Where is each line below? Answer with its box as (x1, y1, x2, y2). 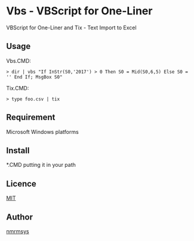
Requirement (6, 112, 56, 123)
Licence (6, 178, 37, 189)
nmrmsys (6, 228, 29, 234)
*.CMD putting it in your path (6, 161, 76, 169)
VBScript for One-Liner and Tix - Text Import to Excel (6, 24, 137, 31)
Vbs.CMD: (6, 57, 32, 64)
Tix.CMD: (6, 84, 29, 91)
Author (6, 212, 33, 222)
